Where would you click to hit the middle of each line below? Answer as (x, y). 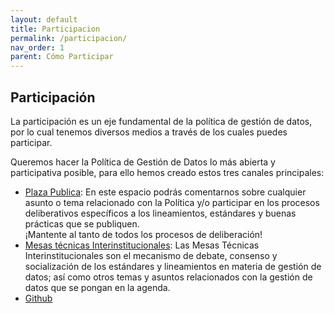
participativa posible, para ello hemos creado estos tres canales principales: (167, 172)
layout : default (44, 19)
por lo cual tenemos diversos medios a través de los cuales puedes (149, 132)
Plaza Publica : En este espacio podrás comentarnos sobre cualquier (165, 192)
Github (38, 298)
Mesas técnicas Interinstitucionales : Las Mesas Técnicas (142, 245)
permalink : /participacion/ (69, 38)
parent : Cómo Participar (62, 57)
